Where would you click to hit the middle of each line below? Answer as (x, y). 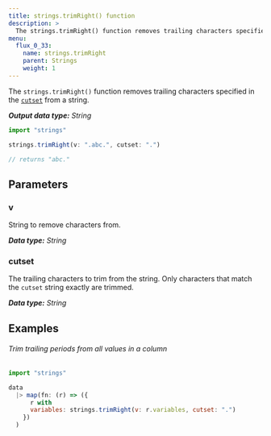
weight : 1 (40, 69)
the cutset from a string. (49, 100)
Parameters (38, 184)
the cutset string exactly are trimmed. (71, 288)
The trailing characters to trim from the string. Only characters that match (130, 279)
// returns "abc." (39, 159)
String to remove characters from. (65, 225)
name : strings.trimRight (65, 53)
